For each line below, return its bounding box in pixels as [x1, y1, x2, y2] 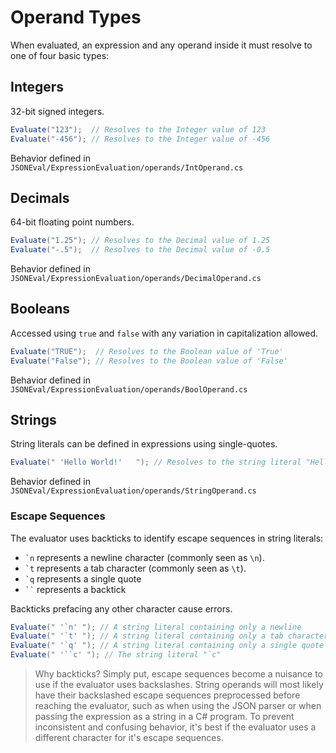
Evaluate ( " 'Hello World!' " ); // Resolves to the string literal [10, 457, 302, 468]
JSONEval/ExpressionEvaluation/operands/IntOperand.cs [10, 162, 244, 173]
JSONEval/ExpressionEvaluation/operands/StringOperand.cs [10, 486, 257, 496]
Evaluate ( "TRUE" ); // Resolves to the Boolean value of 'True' [10, 346, 284, 356]
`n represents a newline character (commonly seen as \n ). [24, 551, 265, 563]
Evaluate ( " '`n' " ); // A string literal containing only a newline [10, 622, 302, 632]
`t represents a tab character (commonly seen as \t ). [24, 562, 247, 574]
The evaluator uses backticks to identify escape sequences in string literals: [10, 532, 324, 544]
